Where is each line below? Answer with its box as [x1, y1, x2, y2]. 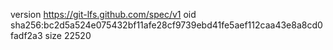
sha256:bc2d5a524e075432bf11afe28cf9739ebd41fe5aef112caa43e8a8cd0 [10, 19, 323, 31]
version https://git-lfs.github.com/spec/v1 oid [10, 9, 197, 20]
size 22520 [44, 30, 92, 41]
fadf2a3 [10, 30, 43, 41]
